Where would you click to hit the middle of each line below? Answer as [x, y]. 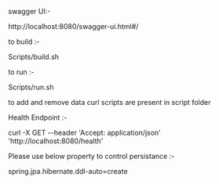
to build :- [24, 41]
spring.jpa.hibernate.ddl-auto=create [68, 171]
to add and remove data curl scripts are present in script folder [109, 102]
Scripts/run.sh [31, 87]
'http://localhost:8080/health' [56, 141]
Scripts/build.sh [34, 57]
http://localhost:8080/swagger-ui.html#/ [73, 26]
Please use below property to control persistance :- [91, 156]
